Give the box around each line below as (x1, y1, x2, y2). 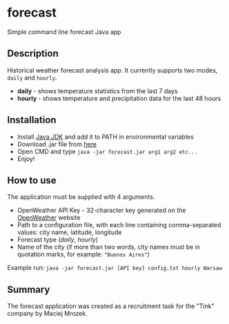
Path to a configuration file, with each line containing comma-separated (17, 221, 221, 229)
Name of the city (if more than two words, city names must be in (17, 243, 201, 251)
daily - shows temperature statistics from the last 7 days (17, 86, 178, 95)
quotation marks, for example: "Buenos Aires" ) (17, 250, 150, 258)
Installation (7, 114, 57, 126)
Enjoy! (17, 154, 35, 163)
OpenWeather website (17, 213, 81, 222)
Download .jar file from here (17, 140, 97, 148)
